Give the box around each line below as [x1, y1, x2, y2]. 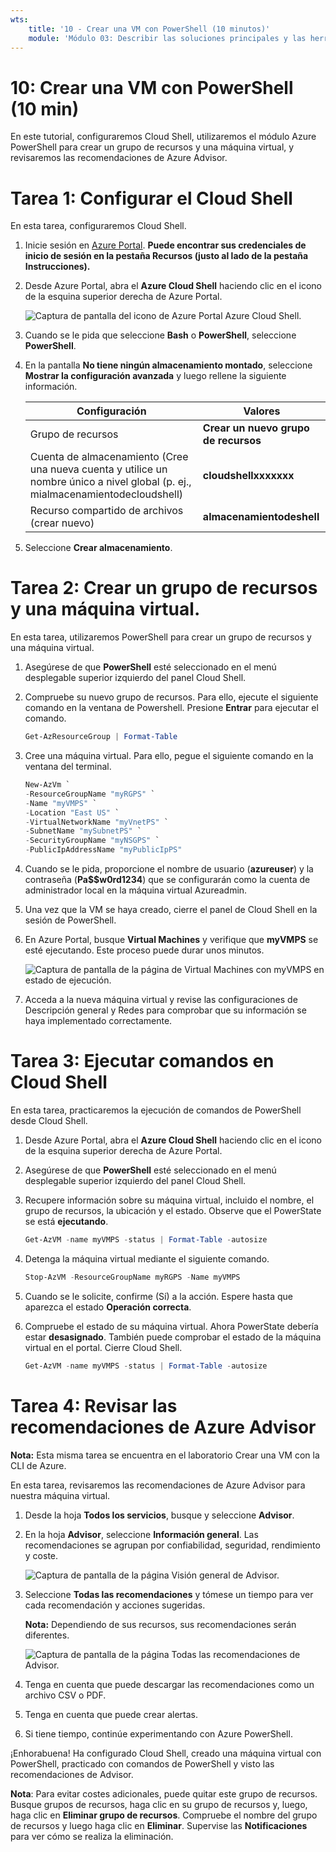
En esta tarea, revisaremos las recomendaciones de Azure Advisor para [10, 1479, 306, 1491]
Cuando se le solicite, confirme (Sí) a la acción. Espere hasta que [24, 1290, 293, 1302]
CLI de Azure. [10, 1459, 67, 1471]
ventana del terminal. [24, 761, 112, 773]
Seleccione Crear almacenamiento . [24, 542, 173, 554]
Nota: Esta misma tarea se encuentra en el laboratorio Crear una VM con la [10, 1449, 320, 1461]
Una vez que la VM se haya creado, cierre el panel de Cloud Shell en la [24, 904, 318, 916]
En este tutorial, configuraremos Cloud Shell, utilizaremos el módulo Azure [10, 131, 317, 143]
